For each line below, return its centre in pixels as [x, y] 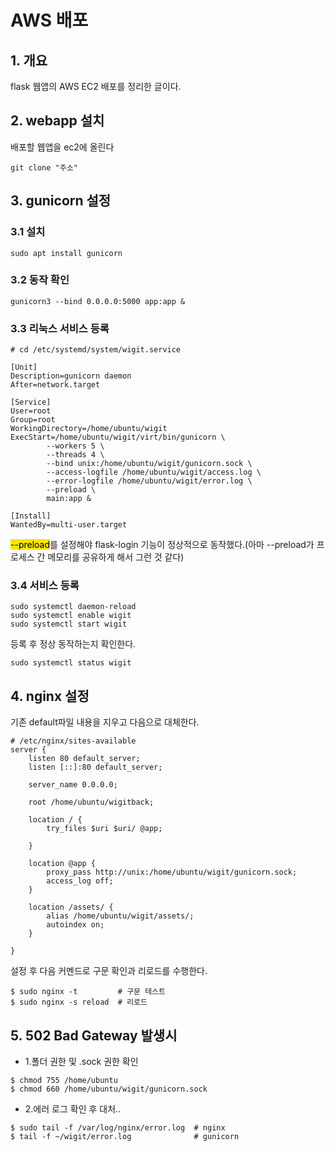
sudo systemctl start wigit [69, 624]
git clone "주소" [44, 167]
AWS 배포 [49, 20]
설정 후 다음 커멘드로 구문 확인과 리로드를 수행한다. [109, 971]
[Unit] [24, 367]
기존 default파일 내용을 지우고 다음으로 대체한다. [105, 722]
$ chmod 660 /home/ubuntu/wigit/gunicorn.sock [109, 1089]
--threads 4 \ [75, 455]
